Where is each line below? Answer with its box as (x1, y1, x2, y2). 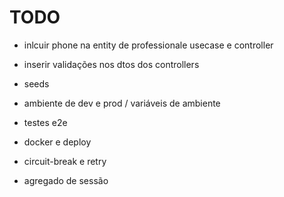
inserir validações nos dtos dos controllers (23, 58, 200, 70)
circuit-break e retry (23, 155, 107, 167)
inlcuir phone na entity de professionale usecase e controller (23, 39, 274, 51)
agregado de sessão (23, 174, 109, 186)
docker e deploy (23, 136, 92, 148)
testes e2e (23, 116, 68, 128)
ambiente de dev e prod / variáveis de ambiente (23, 97, 221, 109)
